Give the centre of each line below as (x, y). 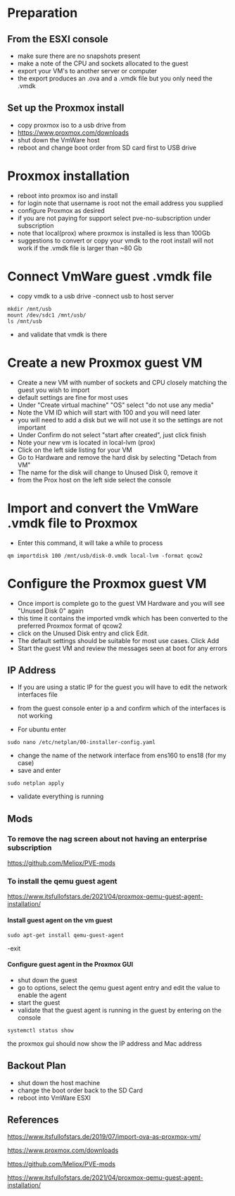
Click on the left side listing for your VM (75, 450)
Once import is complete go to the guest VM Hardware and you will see (121, 603)
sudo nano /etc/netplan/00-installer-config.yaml (82, 743)
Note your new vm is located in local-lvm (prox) (87, 442)
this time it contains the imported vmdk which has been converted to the (122, 618)
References (33, 1119)
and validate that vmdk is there (62, 334)
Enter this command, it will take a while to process (90, 543)
